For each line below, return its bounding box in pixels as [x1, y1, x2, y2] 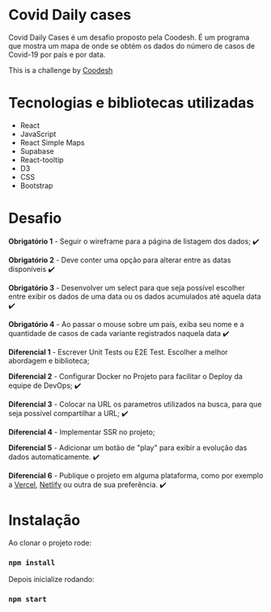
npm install [8, 558, 56, 567]
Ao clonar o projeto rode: [8, 538, 91, 547]
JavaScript [19, 129, 57, 138]
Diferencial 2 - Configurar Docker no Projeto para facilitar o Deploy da [8, 371, 243, 381]
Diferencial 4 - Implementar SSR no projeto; [8, 427, 155, 436]
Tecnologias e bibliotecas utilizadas [8, 94, 255, 113]
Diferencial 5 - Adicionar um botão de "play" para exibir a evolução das [8, 443, 248, 453]
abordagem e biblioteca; [8, 355, 90, 365]
